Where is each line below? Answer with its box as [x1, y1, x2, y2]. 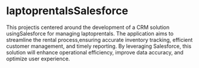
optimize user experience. [6, 55, 70, 62]
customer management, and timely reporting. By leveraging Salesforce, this [6, 43, 192, 50]
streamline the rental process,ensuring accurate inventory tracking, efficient [6, 36, 193, 43]
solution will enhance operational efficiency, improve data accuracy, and [6, 48, 184, 56]
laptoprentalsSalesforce [6, 4, 129, 18]
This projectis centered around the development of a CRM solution [6, 24, 170, 31]
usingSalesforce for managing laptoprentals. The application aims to [6, 30, 174, 37]
